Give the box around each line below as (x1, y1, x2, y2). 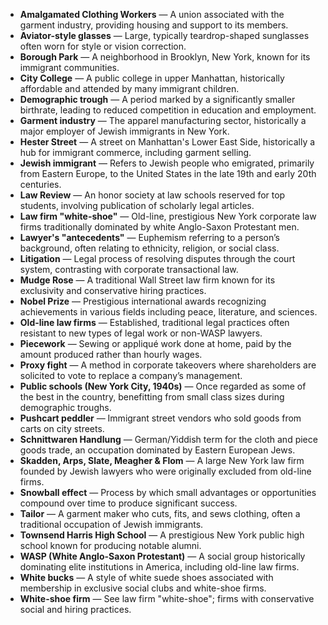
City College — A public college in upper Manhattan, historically (19, 72, 285, 84)
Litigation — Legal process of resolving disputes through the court (19, 253, 296, 264)
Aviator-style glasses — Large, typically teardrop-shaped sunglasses (19, 30, 310, 41)
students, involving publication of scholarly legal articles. (19, 200, 255, 211)
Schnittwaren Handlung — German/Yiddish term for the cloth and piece (19, 434, 318, 445)
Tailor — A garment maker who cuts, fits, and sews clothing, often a (19, 508, 301, 519)
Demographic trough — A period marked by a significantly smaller (19, 94, 296, 105)
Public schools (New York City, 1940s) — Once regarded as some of (19, 380, 307, 392)
